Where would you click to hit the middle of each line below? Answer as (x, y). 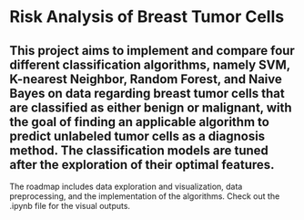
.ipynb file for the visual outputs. (70, 206)
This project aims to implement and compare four (152, 51)
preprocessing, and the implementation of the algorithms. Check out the (145, 196)
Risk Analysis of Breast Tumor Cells (147, 17)
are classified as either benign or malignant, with (151, 107)
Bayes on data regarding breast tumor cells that (147, 93)
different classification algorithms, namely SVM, (150, 64)
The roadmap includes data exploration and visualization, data (126, 186)
